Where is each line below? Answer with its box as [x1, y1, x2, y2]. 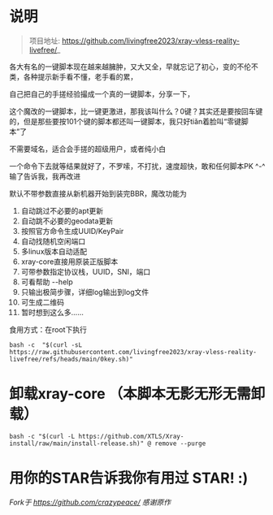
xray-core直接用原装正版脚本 [20, 257, 119, 266]
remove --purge [154, 439, 206, 448]
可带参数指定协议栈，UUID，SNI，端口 [20, 266, 151, 276]
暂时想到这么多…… [20, 307, 84, 317]
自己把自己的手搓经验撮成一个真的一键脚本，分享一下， [9, 89, 194, 98]
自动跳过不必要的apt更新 [20, 206, 104, 215]
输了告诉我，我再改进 [9, 171, 80, 181]
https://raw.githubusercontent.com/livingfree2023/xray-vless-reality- [9, 348, 257, 356]
